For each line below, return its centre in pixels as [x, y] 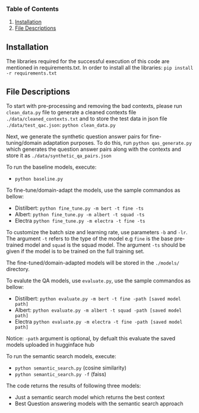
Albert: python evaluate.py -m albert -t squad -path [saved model [98, 310]
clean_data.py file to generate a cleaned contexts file [71, 112]
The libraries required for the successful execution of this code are [88, 61]
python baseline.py [39, 179]
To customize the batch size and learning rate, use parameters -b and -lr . [97, 232]
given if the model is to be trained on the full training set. [75, 251]
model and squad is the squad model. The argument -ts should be [105, 245]
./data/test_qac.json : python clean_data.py [61, 125]
